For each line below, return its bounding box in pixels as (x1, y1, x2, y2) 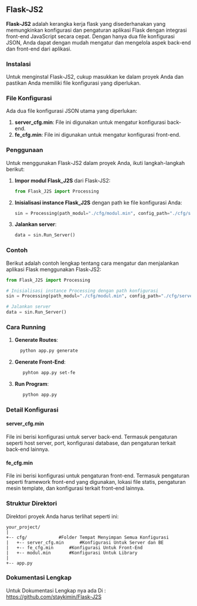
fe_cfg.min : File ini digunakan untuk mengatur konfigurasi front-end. (14, 132, 181, 139)
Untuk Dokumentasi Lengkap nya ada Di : (6, 587, 106, 594)
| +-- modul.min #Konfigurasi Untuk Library (6, 550, 138, 555)
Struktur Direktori (6, 499, 57, 507)
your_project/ (6, 524, 41, 530)
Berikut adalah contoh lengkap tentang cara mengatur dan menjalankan (6, 260, 179, 267)
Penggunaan (6, 146, 43, 154)
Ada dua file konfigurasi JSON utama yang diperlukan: (6, 107, 138, 115)
